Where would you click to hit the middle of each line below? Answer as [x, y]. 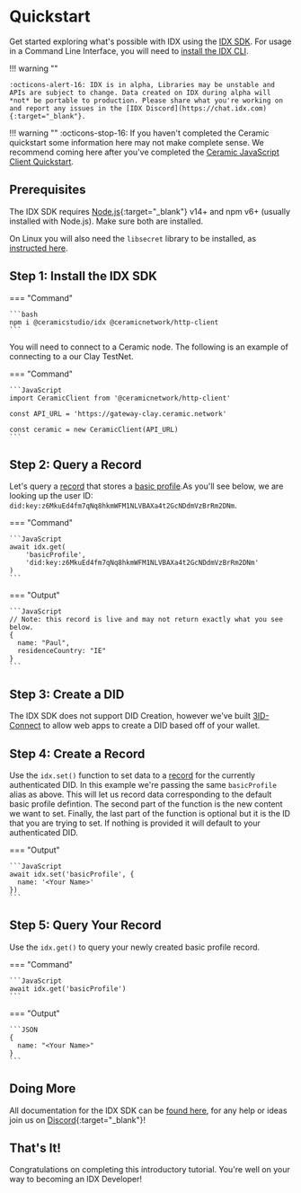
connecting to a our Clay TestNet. [71, 356]
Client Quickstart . [42, 161]
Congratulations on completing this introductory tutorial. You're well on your [150, 1170]
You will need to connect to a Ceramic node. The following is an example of [149, 347]
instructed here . [39, 248]
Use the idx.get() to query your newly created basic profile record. [135, 947]
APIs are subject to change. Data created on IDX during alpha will [140, 93]
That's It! [35, 1149]
